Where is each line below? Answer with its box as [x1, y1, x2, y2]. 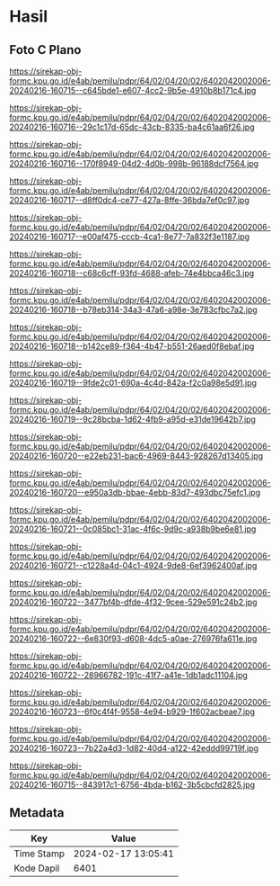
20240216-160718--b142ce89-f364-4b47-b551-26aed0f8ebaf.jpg [9, 341, 255, 352]
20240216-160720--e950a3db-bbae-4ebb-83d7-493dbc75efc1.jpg [9, 488, 261, 497]
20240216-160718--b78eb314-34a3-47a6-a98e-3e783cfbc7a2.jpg [9, 304, 258, 315]
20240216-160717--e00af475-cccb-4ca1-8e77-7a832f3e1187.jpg [9, 231, 249, 242]
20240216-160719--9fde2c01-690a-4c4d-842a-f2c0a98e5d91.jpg [9, 378, 258, 388]
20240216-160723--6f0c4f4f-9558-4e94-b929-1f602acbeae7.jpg [9, 706, 256, 717]
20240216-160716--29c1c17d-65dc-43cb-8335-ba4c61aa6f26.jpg [9, 121, 255, 132]
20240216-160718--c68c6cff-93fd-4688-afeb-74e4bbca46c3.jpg [9, 268, 255, 278]
